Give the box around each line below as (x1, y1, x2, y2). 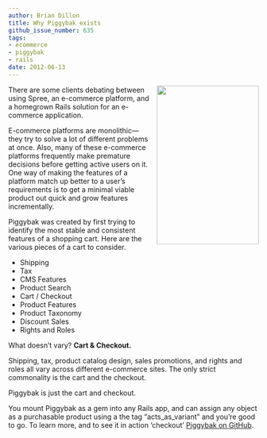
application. (44, 110, 83, 120)
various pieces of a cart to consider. (8, 242, 126, 252)
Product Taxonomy (19, 308, 82, 317)
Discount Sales (19, 317, 69, 326)
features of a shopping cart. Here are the (8, 233, 142, 243)
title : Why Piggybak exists (8, 19, 102, 27)
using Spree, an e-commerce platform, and (8, 93, 149, 103)
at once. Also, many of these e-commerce (8, 142, 146, 152)
